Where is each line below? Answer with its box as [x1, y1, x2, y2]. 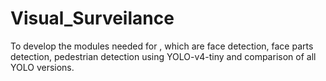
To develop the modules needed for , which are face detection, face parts [10, 40, 314, 52]
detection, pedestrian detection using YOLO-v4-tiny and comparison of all [10, 50, 317, 62]
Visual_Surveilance [10, 7, 175, 30]
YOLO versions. [10, 61, 75, 73]
